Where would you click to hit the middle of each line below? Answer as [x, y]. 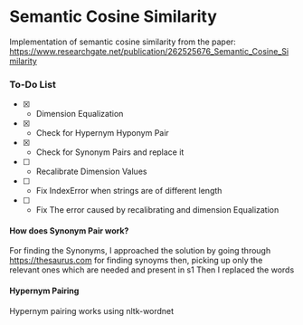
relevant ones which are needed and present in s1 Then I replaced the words [152, 270]
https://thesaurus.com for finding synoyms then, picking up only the [136, 261]
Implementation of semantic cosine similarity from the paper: [123, 42]
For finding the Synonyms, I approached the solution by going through [140, 251]
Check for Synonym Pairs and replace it [110, 152]
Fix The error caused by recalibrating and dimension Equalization [157, 210]
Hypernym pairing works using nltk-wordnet [92, 311]
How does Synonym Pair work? [69, 230]
